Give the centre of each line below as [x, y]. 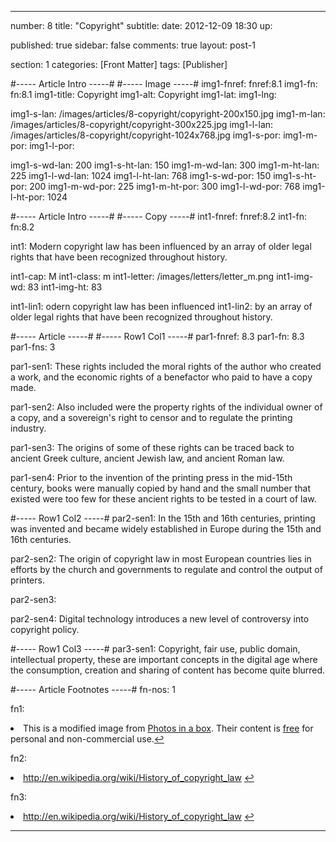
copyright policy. [45, 629]
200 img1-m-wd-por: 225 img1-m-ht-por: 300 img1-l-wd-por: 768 [165, 186]
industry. [28, 428]
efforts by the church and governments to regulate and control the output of [166, 569]
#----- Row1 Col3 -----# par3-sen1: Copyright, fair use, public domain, [155, 649]
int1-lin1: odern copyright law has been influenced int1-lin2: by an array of [161, 306]
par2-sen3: [33, 599]
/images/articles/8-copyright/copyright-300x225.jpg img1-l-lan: [142, 124]
